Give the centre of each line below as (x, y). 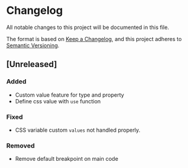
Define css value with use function (58, 101)
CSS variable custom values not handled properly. (78, 130)
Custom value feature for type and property (69, 95)
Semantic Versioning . (33, 45)
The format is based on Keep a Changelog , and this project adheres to (94, 39)
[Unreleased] (32, 64)
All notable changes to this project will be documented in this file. (88, 27)
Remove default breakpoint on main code (66, 159)
